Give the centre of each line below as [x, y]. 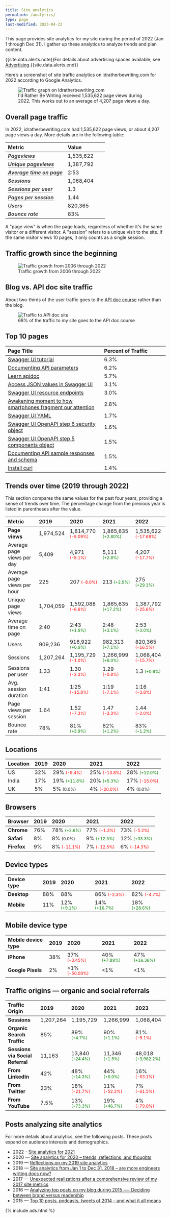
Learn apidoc [24, 376]
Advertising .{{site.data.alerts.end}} [42, 65]
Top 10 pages [27, 337]
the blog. [15, 305]
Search [17, 1035]
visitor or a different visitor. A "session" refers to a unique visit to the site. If [84, 232]
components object [31, 445]
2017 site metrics [31, 1184]
